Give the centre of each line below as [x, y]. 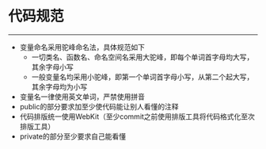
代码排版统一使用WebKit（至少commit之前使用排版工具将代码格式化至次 [137, 117]
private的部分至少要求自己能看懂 [73, 136]
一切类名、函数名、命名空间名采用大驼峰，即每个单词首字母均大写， [142, 57]
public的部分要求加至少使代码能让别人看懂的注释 [99, 106]
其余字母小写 [52, 67]
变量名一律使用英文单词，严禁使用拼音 [82, 97]
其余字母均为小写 [59, 86]
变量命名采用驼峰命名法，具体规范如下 [82, 47]
